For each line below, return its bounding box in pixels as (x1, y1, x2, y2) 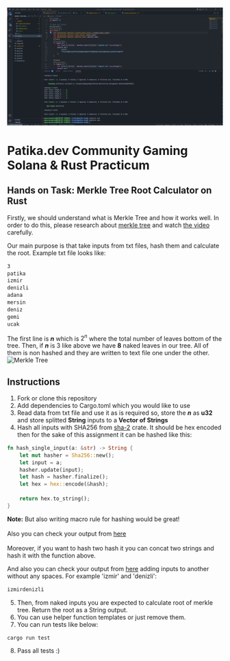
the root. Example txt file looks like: (7, 248, 106, 257)
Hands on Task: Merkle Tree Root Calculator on (7, 184, 212, 196)
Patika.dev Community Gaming (7, 143, 188, 158)
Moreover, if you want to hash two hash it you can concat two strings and (7, 544, 214, 552)
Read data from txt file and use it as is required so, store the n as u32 (16, 409, 213, 417)
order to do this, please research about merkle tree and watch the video (7, 221, 210, 229)
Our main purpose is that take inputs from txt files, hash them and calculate (7, 241, 220, 250)
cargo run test (7, 634, 51, 641)
